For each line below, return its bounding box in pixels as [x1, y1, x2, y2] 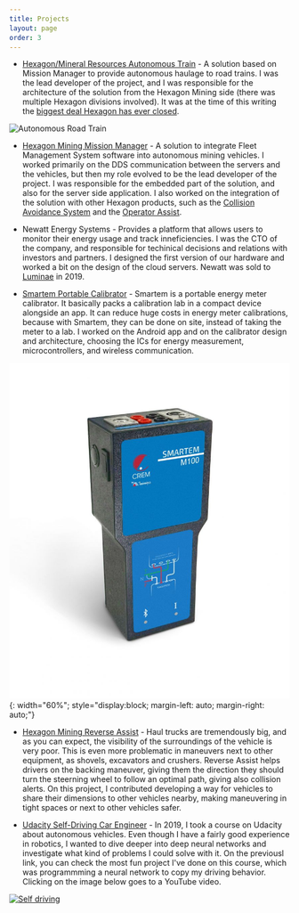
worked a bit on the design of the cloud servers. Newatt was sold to [21, 262, 271, 273]
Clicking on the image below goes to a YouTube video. [21, 876, 222, 887]
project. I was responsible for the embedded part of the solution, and [21, 178, 276, 189]
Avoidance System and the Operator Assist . [21, 207, 182, 217]
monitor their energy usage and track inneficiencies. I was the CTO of [21, 233, 278, 244]
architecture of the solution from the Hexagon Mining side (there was [21, 87, 276, 98]
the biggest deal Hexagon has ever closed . [21, 106, 180, 117]
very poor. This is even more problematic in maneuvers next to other [21, 746, 273, 756]
